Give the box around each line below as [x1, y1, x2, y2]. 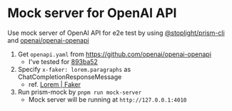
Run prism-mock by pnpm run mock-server [17, 88, 142, 96]
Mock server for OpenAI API [7, 5, 177, 21]
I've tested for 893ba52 [28, 57, 99, 65]
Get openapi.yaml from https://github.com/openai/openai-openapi [17, 50, 212, 58]
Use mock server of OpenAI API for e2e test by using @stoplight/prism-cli [7, 28, 225, 37]
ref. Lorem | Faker [28, 80, 81, 88]
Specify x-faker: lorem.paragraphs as [17, 65, 131, 73]
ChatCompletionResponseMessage [17, 73, 122, 81]
